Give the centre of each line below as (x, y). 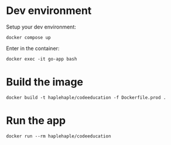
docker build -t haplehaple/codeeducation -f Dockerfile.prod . (86, 97)
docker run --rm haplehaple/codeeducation (59, 136)
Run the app (36, 121)
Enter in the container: (33, 48)
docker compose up (28, 37)
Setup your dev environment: (41, 27)
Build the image (45, 82)
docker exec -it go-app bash (42, 59)
